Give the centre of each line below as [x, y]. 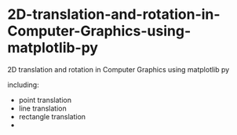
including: [24, 85]
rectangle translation [52, 116]
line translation [43, 108]
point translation [45, 100]
